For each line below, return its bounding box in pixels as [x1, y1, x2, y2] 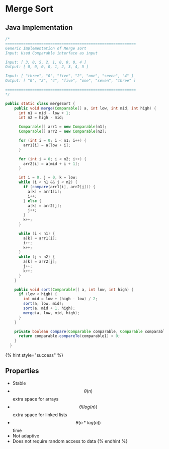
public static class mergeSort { [5, 101, 75, 106]
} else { [23, 198, 42, 203]
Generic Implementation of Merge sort [5, 46, 87, 51]
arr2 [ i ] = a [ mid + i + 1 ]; [23, 161, 80, 166]
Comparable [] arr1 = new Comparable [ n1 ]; [18, 124, 107, 129]
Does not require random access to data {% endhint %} [12, 438, 128, 444]
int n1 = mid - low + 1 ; [18, 110, 71, 116]
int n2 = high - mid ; [18, 115, 64, 120]
